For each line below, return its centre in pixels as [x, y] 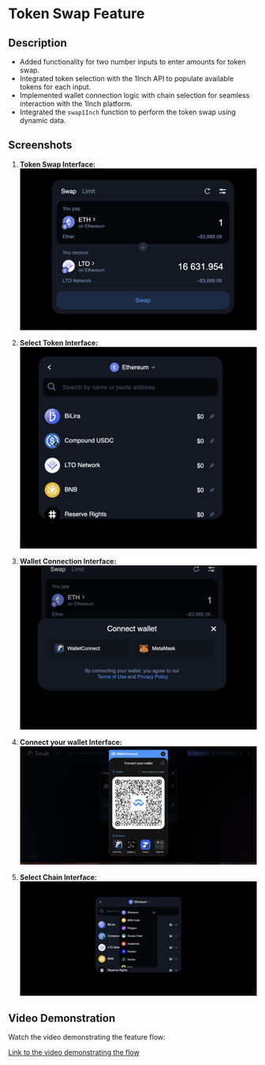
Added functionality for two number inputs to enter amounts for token [132, 62]
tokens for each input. [55, 87]
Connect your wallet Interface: [71, 742]
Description [37, 43]
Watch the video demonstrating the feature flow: [87, 1037]
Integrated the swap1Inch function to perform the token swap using [128, 112]
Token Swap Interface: [58, 164]
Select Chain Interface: [58, 877]
